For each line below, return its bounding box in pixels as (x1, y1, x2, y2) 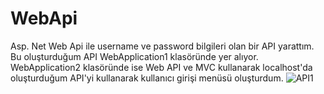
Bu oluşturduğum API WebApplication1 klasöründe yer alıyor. (10, 50, 259, 62)
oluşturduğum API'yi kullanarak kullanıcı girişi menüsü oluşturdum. (10, 72, 284, 84)
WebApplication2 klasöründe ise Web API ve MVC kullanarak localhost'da (10, 61, 313, 73)
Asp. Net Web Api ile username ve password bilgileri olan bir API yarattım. (10, 40, 315, 52)
